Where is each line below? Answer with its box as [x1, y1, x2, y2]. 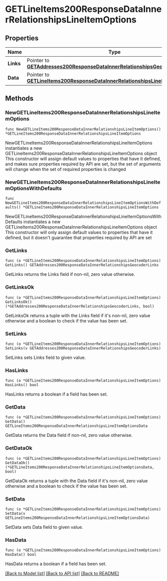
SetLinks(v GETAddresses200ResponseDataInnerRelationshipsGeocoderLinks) [5, 345, 162, 351]
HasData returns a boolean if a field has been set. [5, 561, 107, 567]
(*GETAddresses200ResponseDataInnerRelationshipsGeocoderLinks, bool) [5, 304, 155, 309]
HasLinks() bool [5, 383, 39, 388]
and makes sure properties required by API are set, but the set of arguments [5, 161, 161, 167]
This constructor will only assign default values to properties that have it [5, 229, 153, 235]
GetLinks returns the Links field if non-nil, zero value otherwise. [5, 271, 135, 277]
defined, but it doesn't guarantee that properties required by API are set [5, 235, 152, 241]
